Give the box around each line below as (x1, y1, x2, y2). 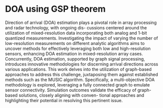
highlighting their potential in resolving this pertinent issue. (5, 97, 123, 103)
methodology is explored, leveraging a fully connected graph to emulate (5, 82, 150, 87)
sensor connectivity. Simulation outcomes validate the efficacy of (5, 87, 137, 93)
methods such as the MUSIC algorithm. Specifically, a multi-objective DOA (5, 77, 155, 83)
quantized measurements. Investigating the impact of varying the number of (5, 35, 158, 41)
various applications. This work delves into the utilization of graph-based (5, 66, 152, 72)
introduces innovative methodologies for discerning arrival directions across (5, 61, 159, 67)
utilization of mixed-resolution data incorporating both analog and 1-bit (5, 30, 147, 36)
